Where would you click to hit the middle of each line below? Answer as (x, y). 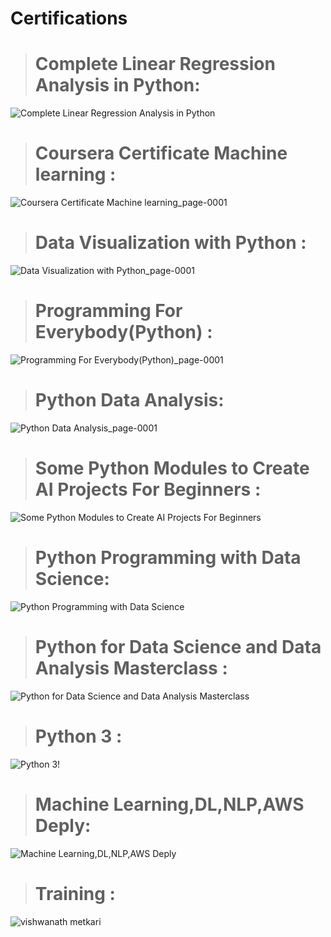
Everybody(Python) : (123, 332)
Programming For (108, 311)
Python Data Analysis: (129, 400)
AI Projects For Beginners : (148, 489)
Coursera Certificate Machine (161, 153)
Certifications (69, 18)
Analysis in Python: (117, 85)
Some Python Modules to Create (172, 468)
